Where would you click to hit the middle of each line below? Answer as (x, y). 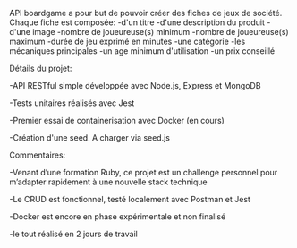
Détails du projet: (41, 68)
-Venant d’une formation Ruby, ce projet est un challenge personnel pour (144, 172)
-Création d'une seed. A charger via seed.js (89, 137)
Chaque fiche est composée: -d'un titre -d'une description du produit (137, 22)
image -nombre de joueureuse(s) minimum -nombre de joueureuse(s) (161, 32)
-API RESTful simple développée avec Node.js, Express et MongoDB (135, 86)
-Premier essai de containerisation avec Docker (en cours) (117, 120)
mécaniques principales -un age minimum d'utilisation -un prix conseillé (142, 51)
